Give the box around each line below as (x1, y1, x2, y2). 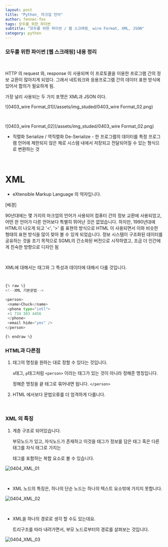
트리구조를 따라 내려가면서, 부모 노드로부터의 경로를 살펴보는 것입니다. (12, 526, 149, 532)
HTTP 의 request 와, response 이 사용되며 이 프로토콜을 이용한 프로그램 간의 (5, 70, 156, 76)
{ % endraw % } (5, 334, 33, 340)
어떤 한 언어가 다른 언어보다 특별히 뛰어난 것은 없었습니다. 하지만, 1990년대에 (5, 219, 155, 225)
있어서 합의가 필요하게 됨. (5, 83, 55, 89)
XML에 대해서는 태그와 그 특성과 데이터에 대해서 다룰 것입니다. (5, 265, 127, 271)
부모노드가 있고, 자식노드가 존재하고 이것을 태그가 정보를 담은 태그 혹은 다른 (12, 438, 160, 444)
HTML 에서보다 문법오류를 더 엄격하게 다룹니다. (12, 392, 106, 398)
